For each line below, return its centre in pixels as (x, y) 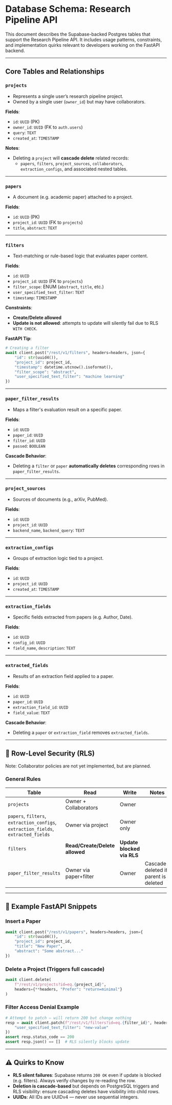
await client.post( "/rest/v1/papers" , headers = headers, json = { (74, 932)
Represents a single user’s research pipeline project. (68, 96)
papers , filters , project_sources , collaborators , (72, 163)
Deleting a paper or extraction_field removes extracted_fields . (81, 732)
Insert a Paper (23, 921)
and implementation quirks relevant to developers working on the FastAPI (83, 45)
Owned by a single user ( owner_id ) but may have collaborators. (79, 101)
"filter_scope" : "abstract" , (46, 372)
